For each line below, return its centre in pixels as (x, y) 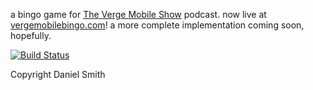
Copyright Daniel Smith (58, 74)
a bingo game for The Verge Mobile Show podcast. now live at (138, 14)
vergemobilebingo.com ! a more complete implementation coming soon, (157, 25)
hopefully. (31, 35)
